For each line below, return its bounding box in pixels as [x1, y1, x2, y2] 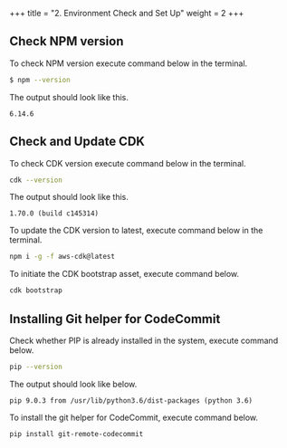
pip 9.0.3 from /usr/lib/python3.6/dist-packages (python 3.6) [9, 396, 254, 405]
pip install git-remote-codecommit [9, 429, 144, 438]
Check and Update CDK [9, 134, 145, 149]
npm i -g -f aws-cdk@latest [9, 253, 116, 262]
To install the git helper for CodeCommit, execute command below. [9, 412, 259, 423]
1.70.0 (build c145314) [9, 209, 100, 218]
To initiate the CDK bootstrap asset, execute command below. [9, 269, 240, 280]
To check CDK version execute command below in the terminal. [9, 157, 246, 168]
